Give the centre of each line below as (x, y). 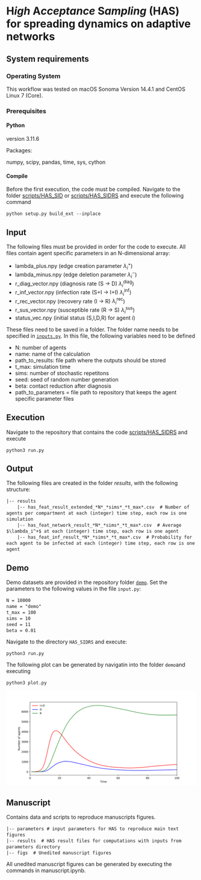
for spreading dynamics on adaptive (99, 24)
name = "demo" (24, 607)
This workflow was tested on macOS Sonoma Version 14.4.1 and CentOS (96, 89)
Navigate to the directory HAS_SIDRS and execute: (67, 642)
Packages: (19, 150)
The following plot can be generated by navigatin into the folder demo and (96, 665)
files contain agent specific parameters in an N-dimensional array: (88, 253)
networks (31, 37)
